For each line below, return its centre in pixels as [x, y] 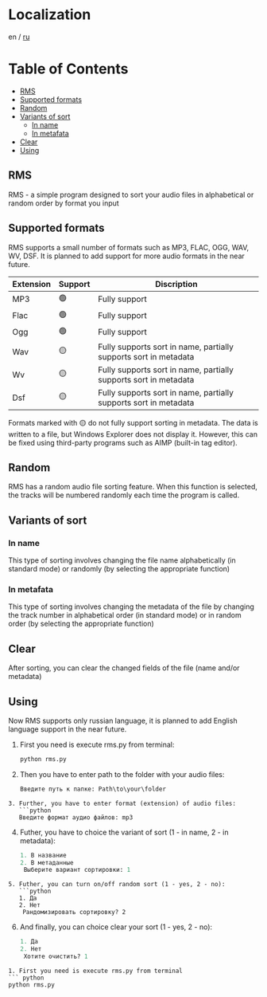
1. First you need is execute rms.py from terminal [95, 971]
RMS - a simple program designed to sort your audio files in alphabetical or [131, 194]
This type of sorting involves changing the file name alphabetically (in [122, 560]
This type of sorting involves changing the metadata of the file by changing [131, 606]
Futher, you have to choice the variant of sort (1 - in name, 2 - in [124, 832]
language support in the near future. [68, 729]
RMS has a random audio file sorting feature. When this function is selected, [133, 487]
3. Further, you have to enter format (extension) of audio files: [122, 803]
